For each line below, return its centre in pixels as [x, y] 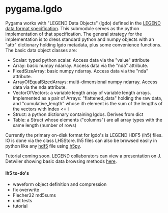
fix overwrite [26, 190]
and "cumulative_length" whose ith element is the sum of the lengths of [88, 103]
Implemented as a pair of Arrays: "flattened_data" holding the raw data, [87, 98]
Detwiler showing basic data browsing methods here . [61, 161]
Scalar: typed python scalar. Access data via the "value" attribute [81, 60]
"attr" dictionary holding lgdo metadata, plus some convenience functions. [83, 44]
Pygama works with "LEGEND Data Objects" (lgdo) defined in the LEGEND [83, 23]
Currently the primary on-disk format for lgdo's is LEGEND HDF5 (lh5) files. [84, 135]
